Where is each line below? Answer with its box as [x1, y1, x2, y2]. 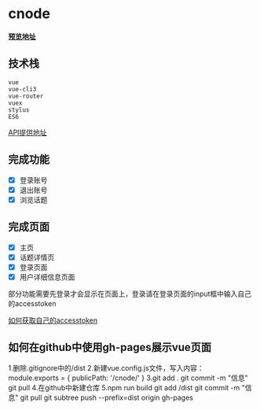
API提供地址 [8, 127, 47, 137]
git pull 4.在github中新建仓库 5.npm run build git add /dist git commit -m [8, 382, 240, 392]
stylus [8, 105, 30, 114]
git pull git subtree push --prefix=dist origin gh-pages [20, 393, 194, 402]
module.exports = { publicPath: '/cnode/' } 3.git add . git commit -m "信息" [8, 373, 249, 382]
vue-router [8, 92, 44, 100]
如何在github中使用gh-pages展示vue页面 [8, 341, 212, 354]
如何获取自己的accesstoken [8, 316, 98, 325]
